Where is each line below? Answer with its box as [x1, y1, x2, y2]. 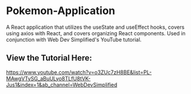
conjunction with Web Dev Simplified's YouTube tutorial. [6, 36, 142, 43]
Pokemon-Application [6, 4, 116, 18]
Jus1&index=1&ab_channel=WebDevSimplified [6, 81, 118, 88]
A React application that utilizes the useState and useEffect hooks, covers [6, 23, 185, 31]
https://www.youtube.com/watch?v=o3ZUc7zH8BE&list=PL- [6, 69, 152, 76]
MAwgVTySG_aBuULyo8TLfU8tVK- [6, 75, 91, 82]
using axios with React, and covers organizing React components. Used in [6, 29, 186, 36]
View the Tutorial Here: [6, 53, 92, 63]
